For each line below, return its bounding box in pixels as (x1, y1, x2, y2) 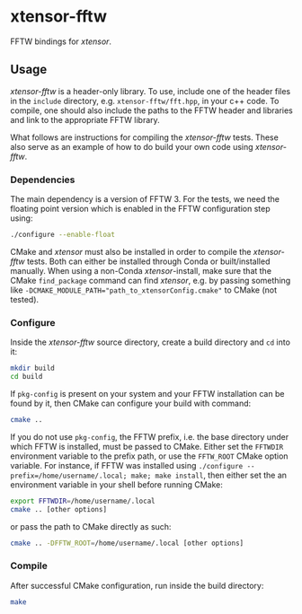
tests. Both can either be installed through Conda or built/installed (26, 256, 271, 267)
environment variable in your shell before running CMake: (10, 478, 224, 490)
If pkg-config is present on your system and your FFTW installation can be (10, 388, 285, 399)
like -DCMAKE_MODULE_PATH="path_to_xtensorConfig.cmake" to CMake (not (10, 285, 278, 295)
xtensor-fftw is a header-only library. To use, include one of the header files (10, 85, 291, 96)
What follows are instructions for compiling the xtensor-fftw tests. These (10, 132, 280, 143)
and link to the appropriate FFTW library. (10, 114, 160, 125)
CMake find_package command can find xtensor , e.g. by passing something (10, 275, 291, 285)
